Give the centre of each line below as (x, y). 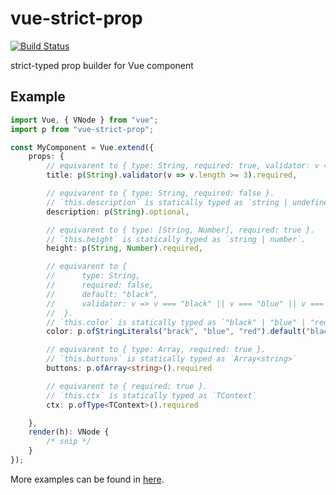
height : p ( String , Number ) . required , (124, 248)
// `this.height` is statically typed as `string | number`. (176, 239)
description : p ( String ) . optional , (118, 212)
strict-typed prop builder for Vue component (102, 65)
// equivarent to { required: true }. (127, 386)
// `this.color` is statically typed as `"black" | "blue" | (176, 322)
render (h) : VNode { (69, 432)
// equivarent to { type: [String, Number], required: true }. (180, 230)
